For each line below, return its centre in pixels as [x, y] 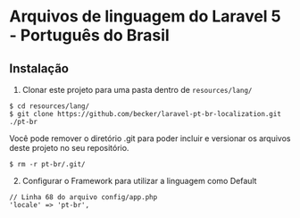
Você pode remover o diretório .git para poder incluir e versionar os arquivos [150, 138]
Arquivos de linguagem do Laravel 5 [145, 17]
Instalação [39, 68]
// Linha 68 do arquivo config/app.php [83, 197]
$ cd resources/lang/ [50, 106]
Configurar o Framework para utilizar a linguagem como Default [139, 181]
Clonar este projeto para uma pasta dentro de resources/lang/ [137, 90]
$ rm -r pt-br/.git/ [48, 164]
